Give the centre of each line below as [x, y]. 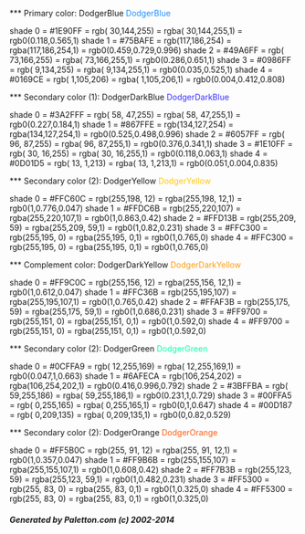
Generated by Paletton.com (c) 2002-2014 [92, 519]
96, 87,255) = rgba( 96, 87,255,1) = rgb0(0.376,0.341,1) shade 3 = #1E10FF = [152, 144]
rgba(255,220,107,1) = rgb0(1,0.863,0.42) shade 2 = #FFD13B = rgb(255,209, [153, 218]
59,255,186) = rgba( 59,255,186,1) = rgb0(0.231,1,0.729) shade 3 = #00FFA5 [151, 395]
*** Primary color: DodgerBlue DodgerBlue [90, 13]
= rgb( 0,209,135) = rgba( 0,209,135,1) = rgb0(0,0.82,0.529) [120, 415]
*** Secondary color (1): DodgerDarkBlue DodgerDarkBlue [120, 97]
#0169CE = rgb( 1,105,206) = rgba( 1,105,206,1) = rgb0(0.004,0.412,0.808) [147, 79]
